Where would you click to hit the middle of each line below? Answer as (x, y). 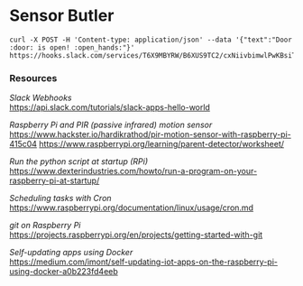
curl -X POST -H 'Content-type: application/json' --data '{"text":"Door (151, 40)
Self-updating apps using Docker (71, 253)
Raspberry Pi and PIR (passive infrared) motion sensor (111, 125)
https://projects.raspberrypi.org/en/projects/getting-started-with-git (136, 235)
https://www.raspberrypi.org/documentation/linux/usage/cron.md (132, 208)
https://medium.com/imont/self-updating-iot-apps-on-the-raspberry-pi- (143, 262)
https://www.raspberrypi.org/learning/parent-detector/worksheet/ (162, 144)
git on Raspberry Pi (45, 226)
